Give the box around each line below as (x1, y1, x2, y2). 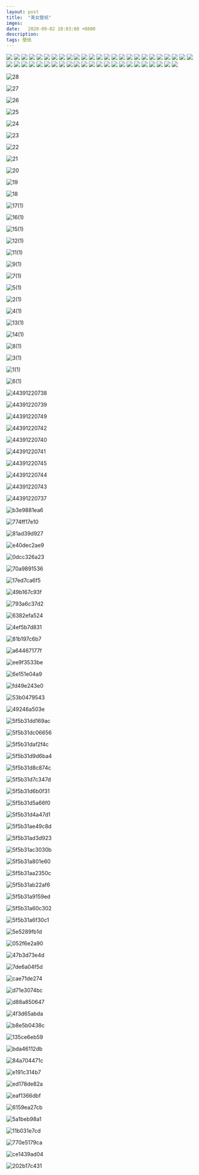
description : (6, 31, 39, 37)
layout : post (6, 8, 39, 15)
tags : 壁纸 (6, 37, 32, 43)
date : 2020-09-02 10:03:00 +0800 (6, 25, 96, 32)
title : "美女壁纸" (6, 15, 52, 21)
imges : (6, 20, 23, 26)
